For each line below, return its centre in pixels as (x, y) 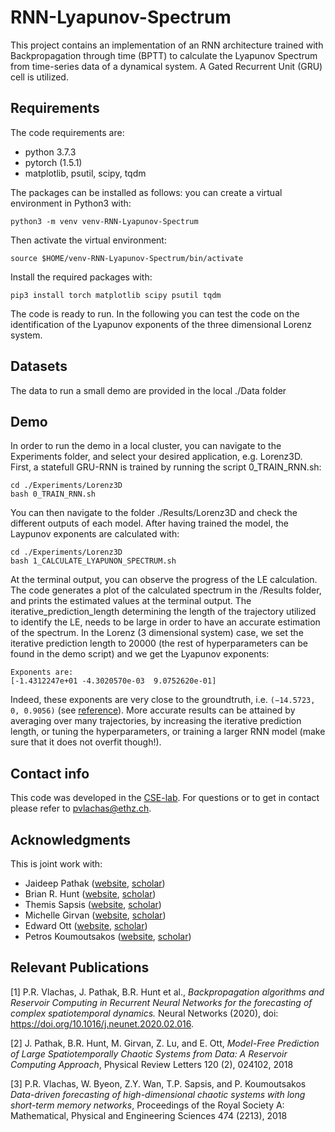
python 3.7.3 (50, 152)
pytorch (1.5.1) (53, 162)
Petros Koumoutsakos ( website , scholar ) (108, 936)
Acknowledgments (71, 839)
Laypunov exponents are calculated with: (95, 534)
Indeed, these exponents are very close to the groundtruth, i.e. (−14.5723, (163, 700)
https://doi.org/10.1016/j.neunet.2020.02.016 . (102, 1023)
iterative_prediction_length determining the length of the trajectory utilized (163, 612)
